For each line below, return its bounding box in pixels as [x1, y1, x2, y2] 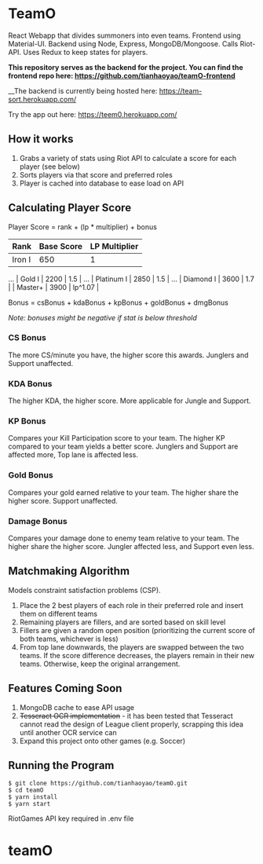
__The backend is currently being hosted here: [8, 86, 158, 95]
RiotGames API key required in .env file [8, 814, 134, 823]
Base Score [38, 240, 82, 251]
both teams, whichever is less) [19, 634, 119, 643]
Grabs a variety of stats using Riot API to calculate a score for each [19, 153, 237, 163]
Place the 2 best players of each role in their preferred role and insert [19, 600, 243, 610]
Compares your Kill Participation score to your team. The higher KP [8, 434, 225, 443]
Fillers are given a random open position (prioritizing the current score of [19, 625, 255, 635]
